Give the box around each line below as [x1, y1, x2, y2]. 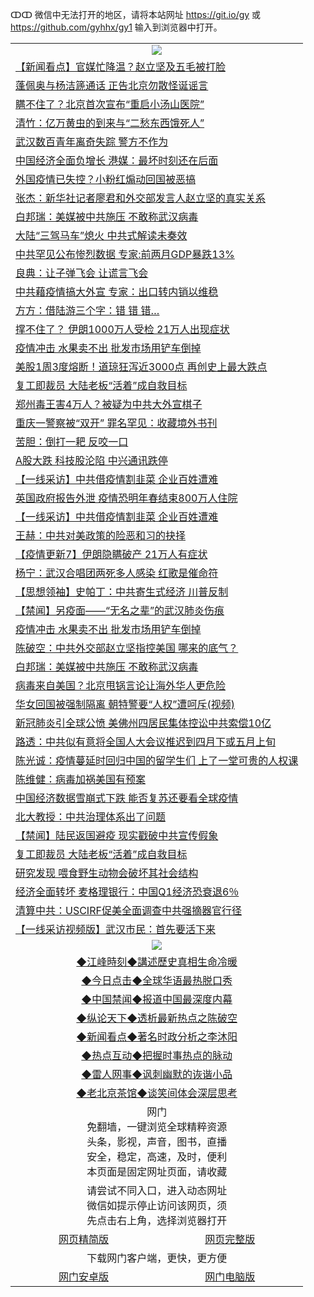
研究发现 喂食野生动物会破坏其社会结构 [15, 866, 199, 880]
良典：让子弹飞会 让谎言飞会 [15, 266, 149, 280]
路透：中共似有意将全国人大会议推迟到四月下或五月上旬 [15, 735, 277, 748]
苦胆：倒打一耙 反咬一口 [15, 435, 129, 448]
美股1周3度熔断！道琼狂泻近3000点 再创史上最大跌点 [15, 360, 268, 373]
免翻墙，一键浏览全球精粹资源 [86, 1120, 228, 1133]
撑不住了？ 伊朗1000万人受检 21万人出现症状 [15, 323, 230, 336]
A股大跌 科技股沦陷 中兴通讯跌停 [15, 454, 168, 467]
